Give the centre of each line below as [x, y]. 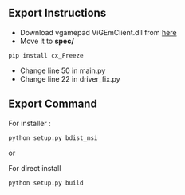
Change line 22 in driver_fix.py [70, 78]
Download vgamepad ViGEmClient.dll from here [98, 32]
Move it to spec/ [47, 41]
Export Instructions [57, 13]
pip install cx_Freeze [46, 55]
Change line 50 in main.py [63, 70]
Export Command [53, 104]
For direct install [35, 168]
